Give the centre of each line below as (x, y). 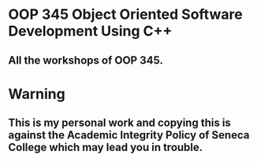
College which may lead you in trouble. (106, 147)
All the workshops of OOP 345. (86, 60)
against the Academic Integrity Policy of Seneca (129, 135)
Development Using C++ (90, 31)
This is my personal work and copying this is (119, 123)
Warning (37, 94)
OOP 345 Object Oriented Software (125, 15)
